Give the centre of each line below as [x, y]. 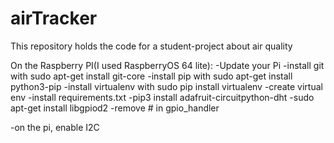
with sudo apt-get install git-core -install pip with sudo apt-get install [151, 76]
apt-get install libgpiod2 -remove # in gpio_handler [115, 108]
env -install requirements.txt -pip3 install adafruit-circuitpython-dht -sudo [162, 97]
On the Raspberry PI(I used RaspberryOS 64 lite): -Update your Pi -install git [167, 65]
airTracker [54, 18]
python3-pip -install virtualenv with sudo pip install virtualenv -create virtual [166, 86]
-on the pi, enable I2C [55, 127]
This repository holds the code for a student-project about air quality [151, 46]
